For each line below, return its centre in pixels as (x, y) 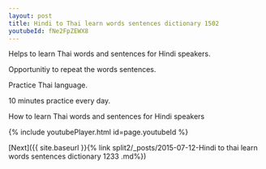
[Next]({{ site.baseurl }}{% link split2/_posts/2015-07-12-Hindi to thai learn (133, 148)
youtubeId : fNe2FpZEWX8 (49, 31)
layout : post (30, 16)
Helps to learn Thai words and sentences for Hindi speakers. (109, 54)
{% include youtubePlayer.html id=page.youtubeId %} (99, 132)
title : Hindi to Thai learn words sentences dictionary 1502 (114, 23)
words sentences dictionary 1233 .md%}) (77, 156)
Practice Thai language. (48, 85)
